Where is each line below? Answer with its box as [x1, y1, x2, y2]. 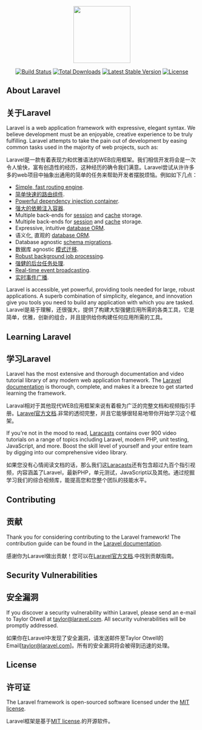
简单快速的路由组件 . [15, 191, 65, 198]
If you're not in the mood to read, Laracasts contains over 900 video [6, 429, 177, 437]
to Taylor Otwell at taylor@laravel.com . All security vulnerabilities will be [6, 615, 186, 623]
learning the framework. [6, 389, 67, 397]
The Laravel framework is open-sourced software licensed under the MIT [6, 698, 190, 706]
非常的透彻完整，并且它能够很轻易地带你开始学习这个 [57, 410, 191, 417]
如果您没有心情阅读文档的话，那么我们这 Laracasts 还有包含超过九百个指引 [6, 462, 190, 469]
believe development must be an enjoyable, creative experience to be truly [6, 131, 193, 138]
